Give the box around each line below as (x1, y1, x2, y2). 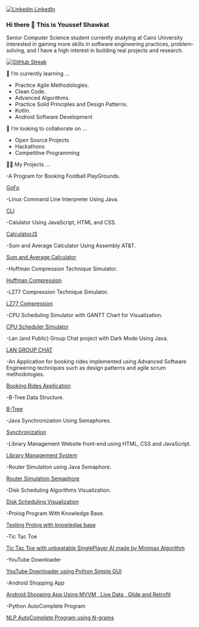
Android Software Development (14, 114, 93, 121)
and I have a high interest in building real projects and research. (26, 47, 183, 54)
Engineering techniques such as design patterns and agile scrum (6, 364, 166, 372)
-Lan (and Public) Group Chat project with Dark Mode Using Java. (6, 335, 169, 342)
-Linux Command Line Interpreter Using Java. (6, 196, 119, 203)
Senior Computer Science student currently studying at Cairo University (6, 34, 183, 41)
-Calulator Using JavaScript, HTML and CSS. (6, 219, 117, 226)
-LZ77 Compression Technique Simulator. (6, 288, 109, 296)
